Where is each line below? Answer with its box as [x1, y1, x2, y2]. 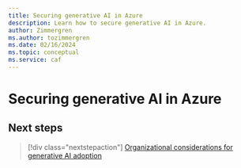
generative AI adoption [27, 151, 103, 160]
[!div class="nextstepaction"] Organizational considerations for [27, 142, 233, 151]
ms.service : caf [8, 56, 62, 64]
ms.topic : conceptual [8, 48, 80, 56]
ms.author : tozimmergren [8, 33, 90, 42]
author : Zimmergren [8, 26, 73, 34]
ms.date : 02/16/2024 [8, 41, 77, 49]
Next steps [8, 121, 63, 135]
